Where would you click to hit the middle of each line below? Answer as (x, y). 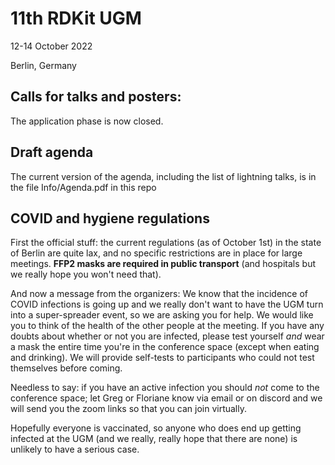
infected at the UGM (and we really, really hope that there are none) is (154, 439)
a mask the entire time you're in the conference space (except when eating (165, 347)
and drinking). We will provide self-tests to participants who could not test (162, 358)
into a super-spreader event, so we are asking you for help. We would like (162, 315)
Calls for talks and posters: (96, 97)
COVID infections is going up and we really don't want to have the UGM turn (167, 304)
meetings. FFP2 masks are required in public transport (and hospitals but (163, 264)
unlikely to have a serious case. (75, 449)
